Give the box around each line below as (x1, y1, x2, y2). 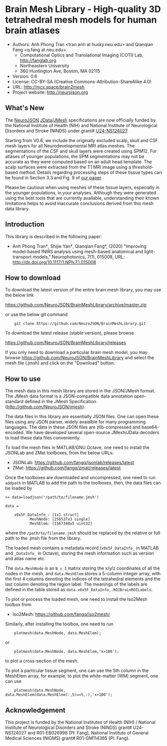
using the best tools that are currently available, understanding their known (5, 195, 160, 201)
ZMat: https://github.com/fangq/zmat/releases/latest (12, 465, 121, 471)
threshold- (132, 164, 154, 170)
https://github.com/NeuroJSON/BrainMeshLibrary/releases (5, 339, 126, 346)
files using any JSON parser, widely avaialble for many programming (5, 419, 146, 425)
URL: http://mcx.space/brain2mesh (12, 84, 85, 90)
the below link (5, 292, 34, 298)
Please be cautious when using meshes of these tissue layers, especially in (5, 184, 160, 190)
